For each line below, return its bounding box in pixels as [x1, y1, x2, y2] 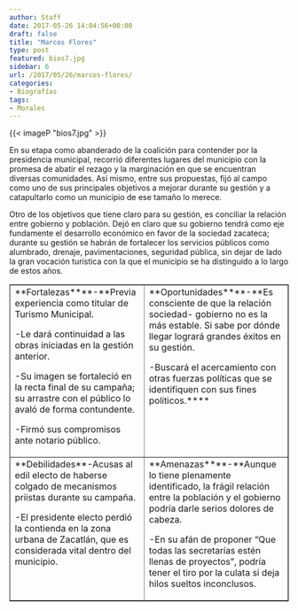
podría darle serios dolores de [148, 502, 275, 514]
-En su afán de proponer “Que [148, 533, 277, 545]
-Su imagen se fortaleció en [14, 370, 132, 383]
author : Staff [9, 12, 62, 22]
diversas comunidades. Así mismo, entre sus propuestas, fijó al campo [9, 174, 268, 184]
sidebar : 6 [9, 63, 50, 72]
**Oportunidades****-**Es [148, 286, 273, 298]
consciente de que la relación [148, 298, 272, 310]
